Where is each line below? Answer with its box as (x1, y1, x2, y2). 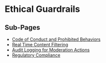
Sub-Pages (4, 23, 40, 32)
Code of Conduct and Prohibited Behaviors (11, 36, 101, 42)
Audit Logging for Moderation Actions (11, 47, 90, 53)
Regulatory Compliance (11, 52, 60, 58)
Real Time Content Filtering (11, 42, 68, 48)
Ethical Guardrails (4, 3, 80, 15)
